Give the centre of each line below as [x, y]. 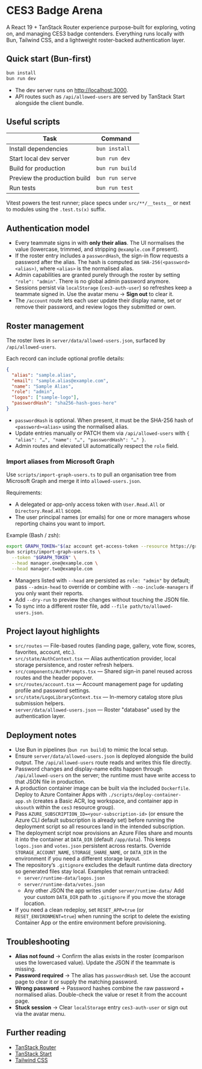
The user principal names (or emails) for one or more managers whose [103, 517]
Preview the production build [50, 178]
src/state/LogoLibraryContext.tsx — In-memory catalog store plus [99, 697]
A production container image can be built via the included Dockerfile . [103, 788]
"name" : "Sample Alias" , [43, 386]
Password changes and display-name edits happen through [89, 769]
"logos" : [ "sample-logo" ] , [45, 398]
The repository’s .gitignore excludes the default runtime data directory [103, 865]
